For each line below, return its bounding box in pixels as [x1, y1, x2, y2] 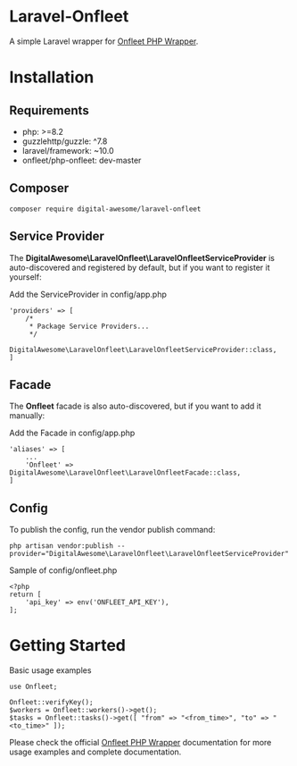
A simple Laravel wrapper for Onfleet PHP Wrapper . [9, 36, 199, 46]
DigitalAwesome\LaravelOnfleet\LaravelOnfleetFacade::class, [9, 468, 242, 477]
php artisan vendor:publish [9, 542, 114, 551]
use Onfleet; [9, 682, 58, 692]
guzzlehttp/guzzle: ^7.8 [21, 136, 108, 147]
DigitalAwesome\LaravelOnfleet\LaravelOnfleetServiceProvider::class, [9, 345, 277, 354]
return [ [9, 590, 42, 600]
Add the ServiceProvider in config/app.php [9, 289, 167, 299]
